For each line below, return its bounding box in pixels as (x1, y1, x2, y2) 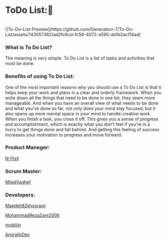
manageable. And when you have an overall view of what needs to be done (5, 100, 159, 106)
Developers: (5, 191, 36, 198)
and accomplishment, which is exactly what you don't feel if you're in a (5, 121, 150, 127)
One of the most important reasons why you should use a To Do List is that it (5, 84, 162, 90)
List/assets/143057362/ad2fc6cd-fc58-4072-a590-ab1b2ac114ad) (5, 31, 141, 37)
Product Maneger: (5, 144, 50, 151)
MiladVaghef (5, 179, 31, 185)
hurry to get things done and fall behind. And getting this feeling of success (5, 126, 160, 132)
